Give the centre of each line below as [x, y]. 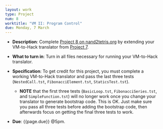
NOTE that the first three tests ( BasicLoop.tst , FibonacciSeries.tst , [88, 91]
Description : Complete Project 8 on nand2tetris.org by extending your [83, 42]
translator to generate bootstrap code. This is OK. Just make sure [86, 102]
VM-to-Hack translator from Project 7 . [50, 47]
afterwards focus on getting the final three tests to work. [77, 112]
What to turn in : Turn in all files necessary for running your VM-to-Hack [85, 56]
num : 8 [12, 19]
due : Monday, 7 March [27, 28]
